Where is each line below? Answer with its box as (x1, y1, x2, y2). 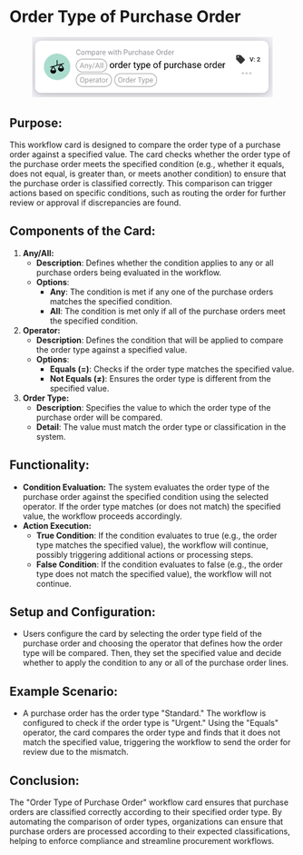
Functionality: (9, 457, 90, 473)
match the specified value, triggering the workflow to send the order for (22, 737, 291, 748)
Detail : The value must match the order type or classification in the (35, 421, 287, 432)
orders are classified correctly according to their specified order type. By (9, 807, 283, 818)
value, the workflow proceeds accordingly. (22, 511, 183, 522)
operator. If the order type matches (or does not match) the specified (22, 501, 281, 512)
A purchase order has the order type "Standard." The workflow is (22, 708, 267, 719)
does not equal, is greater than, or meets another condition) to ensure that (9, 168, 287, 179)
